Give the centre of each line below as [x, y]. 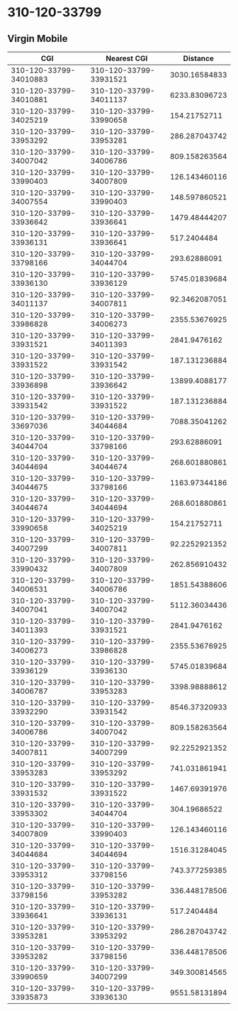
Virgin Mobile [38, 39]
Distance [199, 59]
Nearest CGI [127, 59]
